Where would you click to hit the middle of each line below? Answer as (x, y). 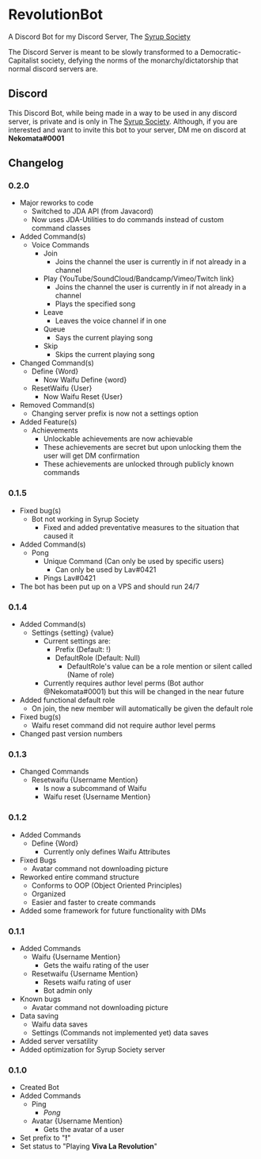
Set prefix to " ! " (45, 1138)
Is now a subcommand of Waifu (95, 789)
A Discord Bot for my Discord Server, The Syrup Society (100, 36)
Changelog (36, 163)
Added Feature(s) (48, 422)
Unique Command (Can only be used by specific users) (134, 561)
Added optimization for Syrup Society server (92, 1050)
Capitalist (24, 60)
